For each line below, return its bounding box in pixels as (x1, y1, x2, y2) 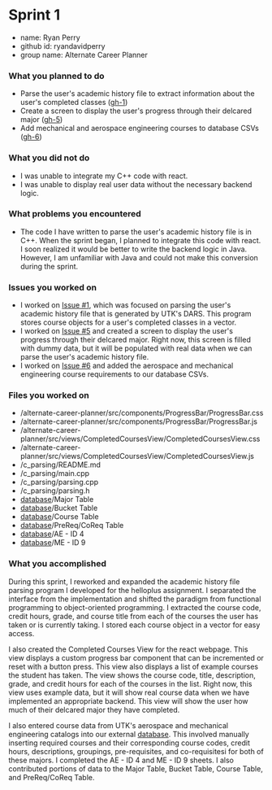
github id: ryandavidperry (19, 41, 106, 50)
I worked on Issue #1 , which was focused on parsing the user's (19, 300, 231, 310)
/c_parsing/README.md (19, 460, 101, 469)
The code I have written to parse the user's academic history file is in (19, 226, 252, 237)
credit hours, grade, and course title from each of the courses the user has (8, 611, 258, 621)
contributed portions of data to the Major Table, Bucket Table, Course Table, (8, 763, 264, 774)
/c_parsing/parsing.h (19, 486, 91, 495)
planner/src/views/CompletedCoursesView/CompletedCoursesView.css (19, 434, 261, 444)
